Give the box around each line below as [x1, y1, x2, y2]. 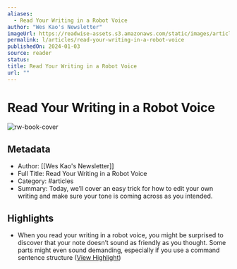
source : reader [7, 50, 52, 57]
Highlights [7, 212, 54, 224]
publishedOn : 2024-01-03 [7, 43, 80, 50]
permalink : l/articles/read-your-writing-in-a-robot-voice [7, 37, 185, 44]
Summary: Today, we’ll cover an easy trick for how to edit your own [17, 184, 214, 193]
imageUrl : [7, 30, 37, 37]
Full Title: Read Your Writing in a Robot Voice [17, 170, 147, 178]
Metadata [7, 143, 51, 155]
